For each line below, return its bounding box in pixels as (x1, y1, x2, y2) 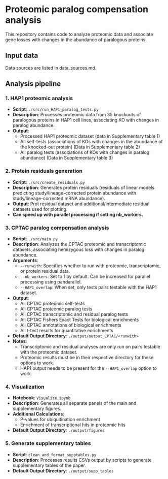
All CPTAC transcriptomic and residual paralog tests (20, 311, 129, 317)
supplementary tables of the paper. (12, 462, 86, 468)
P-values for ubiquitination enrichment (20, 417, 100, 423)
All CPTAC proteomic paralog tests (20, 306, 93, 312)
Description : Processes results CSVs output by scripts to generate (12, 457, 152, 463)
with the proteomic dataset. (20, 349, 77, 355)
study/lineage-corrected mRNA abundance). (12, 195, 105, 201)
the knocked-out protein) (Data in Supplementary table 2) (20, 144, 140, 150)
